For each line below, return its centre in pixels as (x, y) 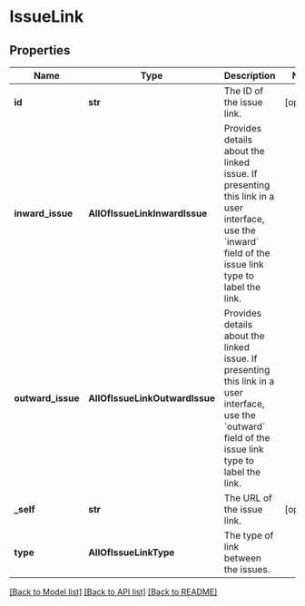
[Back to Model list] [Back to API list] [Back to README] (113, 592)
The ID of (244, 91)
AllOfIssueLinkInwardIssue (148, 213)
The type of (249, 535)
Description (250, 76)
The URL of (248, 498)
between (242, 558)
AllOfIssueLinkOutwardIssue (152, 398)
